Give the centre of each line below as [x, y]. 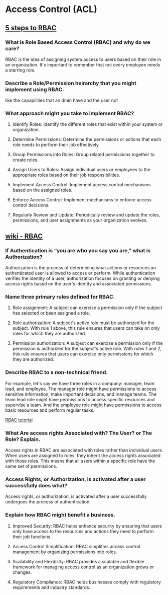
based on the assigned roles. [42, 190]
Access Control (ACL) [51, 9]
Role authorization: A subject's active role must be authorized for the [83, 323]
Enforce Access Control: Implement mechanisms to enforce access [82, 200]
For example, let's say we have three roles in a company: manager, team [80, 383]
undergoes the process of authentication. [48, 502]
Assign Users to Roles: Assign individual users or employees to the [81, 170]
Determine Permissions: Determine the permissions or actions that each [87, 139]
